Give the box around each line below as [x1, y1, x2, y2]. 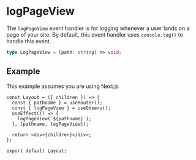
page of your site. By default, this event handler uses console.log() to [6, 31, 184, 38]
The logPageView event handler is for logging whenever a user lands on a [6, 24, 190, 32]
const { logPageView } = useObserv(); [12, 105, 111, 111]
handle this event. [6, 37, 51, 45]
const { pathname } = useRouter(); [12, 100, 103, 106]
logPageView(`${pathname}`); [17, 115, 92, 122]
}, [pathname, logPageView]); [12, 121, 89, 127]
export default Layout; [6, 148, 67, 154]
